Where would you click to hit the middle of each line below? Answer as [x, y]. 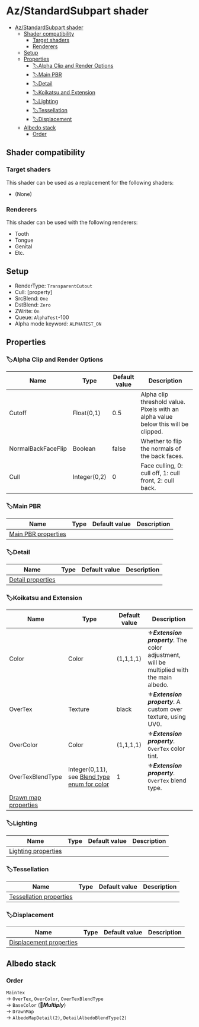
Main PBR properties [38, 534]
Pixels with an [160, 409]
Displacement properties [44, 943]
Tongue [24, 240]
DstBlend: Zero [33, 305]
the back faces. [162, 456]
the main [160, 677]
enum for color [89, 784]
